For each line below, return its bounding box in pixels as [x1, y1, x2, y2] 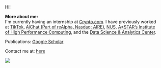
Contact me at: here [5, 48, 46, 54]
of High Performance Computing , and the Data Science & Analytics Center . [5, 29, 157, 35]
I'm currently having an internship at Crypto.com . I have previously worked [5, 19, 156, 24]
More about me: [5, 14, 38, 19]
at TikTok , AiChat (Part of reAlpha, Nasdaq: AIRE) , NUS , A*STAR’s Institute [5, 24, 156, 30]
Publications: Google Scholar [5, 39, 64, 45]
